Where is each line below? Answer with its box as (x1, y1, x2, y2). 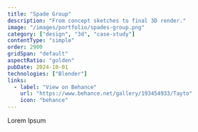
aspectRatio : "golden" (7, 57, 75, 64)
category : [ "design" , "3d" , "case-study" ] (7, 30, 135, 38)
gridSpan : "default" (7, 51, 69, 58)
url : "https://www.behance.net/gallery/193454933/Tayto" (20, 90, 193, 97)
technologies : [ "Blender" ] (7, 70, 88, 77)
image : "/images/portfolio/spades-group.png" (7, 24, 145, 31)
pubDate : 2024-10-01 (7, 64, 69, 71)
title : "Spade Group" (7, 10, 72, 18)
